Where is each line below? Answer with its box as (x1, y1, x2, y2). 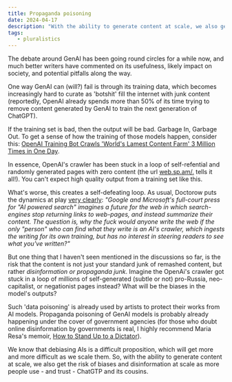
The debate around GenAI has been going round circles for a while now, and (8, 54, 224, 63)
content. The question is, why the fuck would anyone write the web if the (8, 217, 215, 226)
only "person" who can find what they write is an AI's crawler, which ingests (8, 225, 225, 233)
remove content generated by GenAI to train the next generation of (8, 105, 198, 113)
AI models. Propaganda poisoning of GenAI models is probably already (8, 310, 209, 319)
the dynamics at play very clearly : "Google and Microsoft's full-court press (8, 195, 220, 204)
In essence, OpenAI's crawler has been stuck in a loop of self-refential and (8, 160, 220, 169)
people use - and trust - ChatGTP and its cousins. (8, 368, 149, 376)
